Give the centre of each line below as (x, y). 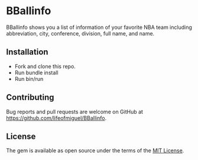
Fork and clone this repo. (45, 66)
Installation (27, 52)
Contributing (30, 98)
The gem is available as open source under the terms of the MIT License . (95, 151)
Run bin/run (29, 79)
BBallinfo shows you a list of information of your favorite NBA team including (99, 27)
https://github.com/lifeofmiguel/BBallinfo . (56, 118)
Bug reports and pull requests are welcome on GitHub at (75, 112)
